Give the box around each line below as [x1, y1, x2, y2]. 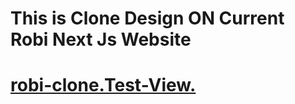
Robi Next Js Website [10, 28, 192, 51]
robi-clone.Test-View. [10, 74, 197, 97]
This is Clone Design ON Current [10, 7, 285, 30]
